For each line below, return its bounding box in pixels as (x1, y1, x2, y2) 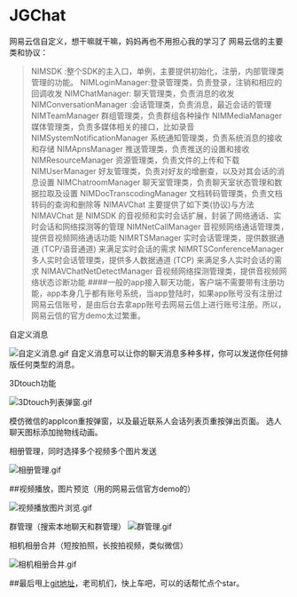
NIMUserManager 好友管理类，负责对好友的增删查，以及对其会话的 (30, 165, 277, 176)
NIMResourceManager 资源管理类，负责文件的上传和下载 (30, 155, 240, 165)
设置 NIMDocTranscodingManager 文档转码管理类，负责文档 (61, 187, 283, 198)
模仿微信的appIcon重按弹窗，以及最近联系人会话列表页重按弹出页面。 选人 (9, 415, 282, 426)
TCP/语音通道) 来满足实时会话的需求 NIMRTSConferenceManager (43, 243, 284, 254)
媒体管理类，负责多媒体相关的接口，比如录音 (30, 121, 195, 131)
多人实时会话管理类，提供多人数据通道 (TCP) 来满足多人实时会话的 (30, 254, 275, 265)
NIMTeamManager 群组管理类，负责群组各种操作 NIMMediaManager (30, 110, 282, 121)
